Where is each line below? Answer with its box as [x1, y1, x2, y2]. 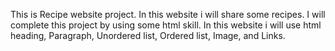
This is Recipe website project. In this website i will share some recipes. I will [10, 9, 326, 20]
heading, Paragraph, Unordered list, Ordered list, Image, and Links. [10, 30, 286, 41]
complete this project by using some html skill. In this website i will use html [10, 19, 322, 31]
